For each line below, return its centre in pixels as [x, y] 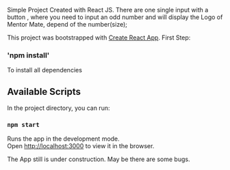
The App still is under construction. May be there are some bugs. [99, 159]
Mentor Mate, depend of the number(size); [67, 24]
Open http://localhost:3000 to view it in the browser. [81, 146]
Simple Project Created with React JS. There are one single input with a [108, 10]
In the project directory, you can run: [59, 108]
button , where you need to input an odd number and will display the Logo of [115, 17]
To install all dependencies [44, 70]
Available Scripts [44, 91]
